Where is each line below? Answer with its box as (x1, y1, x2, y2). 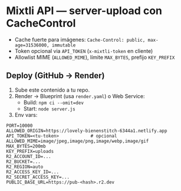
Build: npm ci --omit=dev (23, 99, 84, 106)
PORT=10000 (6, 122, 33, 129)
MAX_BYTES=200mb (6, 143, 46, 149)
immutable (52, 42, 76, 48)
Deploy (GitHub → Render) (6, 71, 105, 81)
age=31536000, (14, 42, 50, 48)
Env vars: (14, 111, 38, 118)
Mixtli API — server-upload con (6, 4, 162, 18)
